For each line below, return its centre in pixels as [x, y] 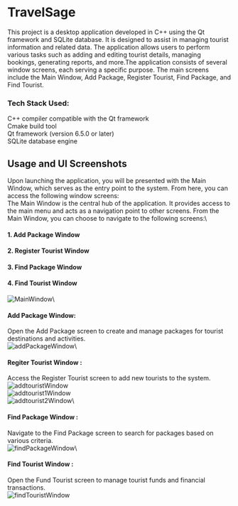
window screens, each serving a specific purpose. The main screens [108, 70]
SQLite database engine [43, 141]
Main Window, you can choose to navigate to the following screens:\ [107, 219]
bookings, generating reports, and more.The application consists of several [117, 62]
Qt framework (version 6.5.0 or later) [61, 134]
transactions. [27, 488]
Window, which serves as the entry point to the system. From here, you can [118, 188]
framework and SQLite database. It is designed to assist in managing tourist [118, 39]
